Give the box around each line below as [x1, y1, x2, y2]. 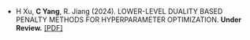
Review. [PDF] [15, 24, 63, 32]
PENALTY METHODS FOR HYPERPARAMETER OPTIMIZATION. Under [15, 15, 242, 24]
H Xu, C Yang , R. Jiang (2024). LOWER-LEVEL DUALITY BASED [15, 7, 223, 16]
